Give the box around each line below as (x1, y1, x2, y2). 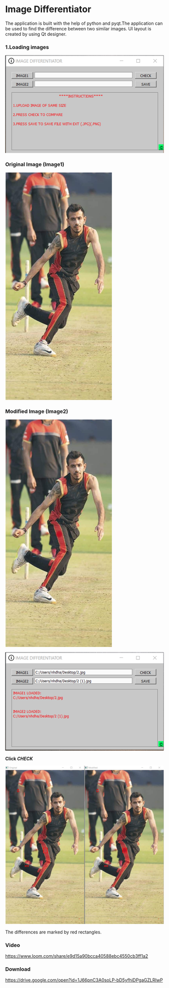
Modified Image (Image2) (5, 408, 68, 415)
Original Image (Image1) (5, 161, 64, 168)
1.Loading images (5, 43, 49, 51)
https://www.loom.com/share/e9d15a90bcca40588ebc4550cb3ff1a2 (5, 953, 148, 959)
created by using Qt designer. (5, 31, 67, 37)
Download (5, 965, 31, 972)
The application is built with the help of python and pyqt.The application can (5, 20, 163, 26)
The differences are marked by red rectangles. (5, 929, 102, 935)
